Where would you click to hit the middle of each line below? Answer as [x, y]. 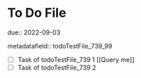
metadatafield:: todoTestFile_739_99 [60, 46]
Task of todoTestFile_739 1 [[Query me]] [76, 59]
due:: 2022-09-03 [34, 32]
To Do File [37, 13]
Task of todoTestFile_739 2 [57, 67]
